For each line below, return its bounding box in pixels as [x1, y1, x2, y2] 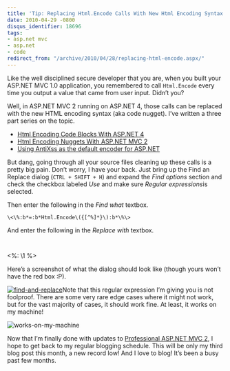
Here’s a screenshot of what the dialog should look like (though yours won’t [7, 265, 222, 273]
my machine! [7, 308, 44, 316]
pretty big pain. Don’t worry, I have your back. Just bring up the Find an [7, 165, 210, 173]
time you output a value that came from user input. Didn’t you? [7, 88, 185, 97]
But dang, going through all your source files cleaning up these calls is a [7, 158, 212, 166]
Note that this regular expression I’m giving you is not [62, 285, 213, 294]
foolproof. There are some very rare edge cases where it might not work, [7, 292, 214, 301]
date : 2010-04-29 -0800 [7, 17, 76, 23]
